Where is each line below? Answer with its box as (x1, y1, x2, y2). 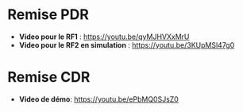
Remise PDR (7, 6, 89, 24)
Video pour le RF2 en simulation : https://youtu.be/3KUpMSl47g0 (18, 40, 235, 49)
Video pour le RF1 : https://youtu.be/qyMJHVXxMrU (18, 32, 190, 41)
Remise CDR (7, 68, 91, 87)
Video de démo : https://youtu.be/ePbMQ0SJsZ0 (18, 94, 179, 104)
